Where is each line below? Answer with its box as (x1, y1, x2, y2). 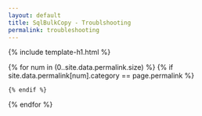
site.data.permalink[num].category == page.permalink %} (8, 71, 194, 81)
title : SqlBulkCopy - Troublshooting (8, 19, 132, 27)
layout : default (8, 11, 61, 20)
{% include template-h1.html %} (8, 48, 111, 57)
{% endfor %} (8, 100, 53, 110)
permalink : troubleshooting (8, 26, 100, 34)
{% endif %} (8, 86, 47, 94)
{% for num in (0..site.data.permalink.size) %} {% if (8, 63, 174, 72)
